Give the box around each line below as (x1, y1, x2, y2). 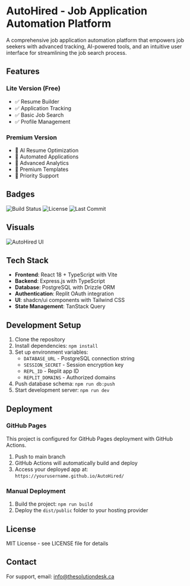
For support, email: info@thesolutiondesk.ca (6, 573, 115, 580)
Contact (6, 557, 37, 567)
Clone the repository (14, 336, 65, 343)
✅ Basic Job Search (14, 111, 64, 119)
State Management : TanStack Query (14, 303, 106, 310)
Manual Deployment (6, 487, 66, 495)
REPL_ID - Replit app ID (23, 367, 79, 375)
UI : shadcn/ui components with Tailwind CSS (14, 297, 125, 304)
